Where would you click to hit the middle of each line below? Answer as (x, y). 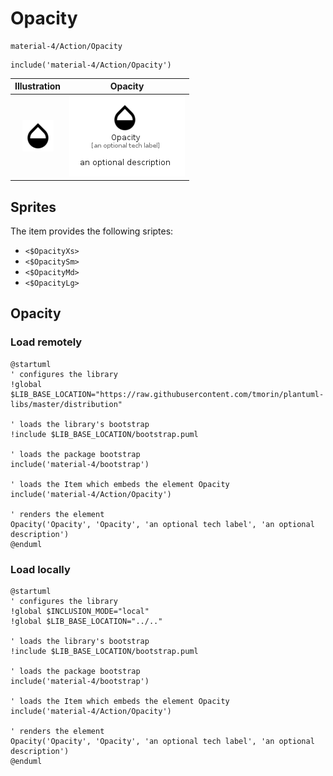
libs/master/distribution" (66, 404)
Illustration (38, 86)
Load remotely (46, 342)
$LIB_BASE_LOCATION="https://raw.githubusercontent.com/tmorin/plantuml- (167, 394)
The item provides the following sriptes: (92, 231)
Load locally (40, 569)
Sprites (33, 207)
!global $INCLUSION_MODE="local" (80, 611)
